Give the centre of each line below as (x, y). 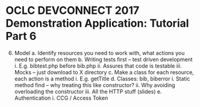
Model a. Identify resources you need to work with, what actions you (99, 53)
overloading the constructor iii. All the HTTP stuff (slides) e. (88, 91)
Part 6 (21, 36)
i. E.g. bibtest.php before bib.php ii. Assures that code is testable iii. (98, 66)
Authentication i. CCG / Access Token (61, 98)
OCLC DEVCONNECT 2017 (73, 11)
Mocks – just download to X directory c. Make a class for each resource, (104, 72)
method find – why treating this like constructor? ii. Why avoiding (95, 85)
